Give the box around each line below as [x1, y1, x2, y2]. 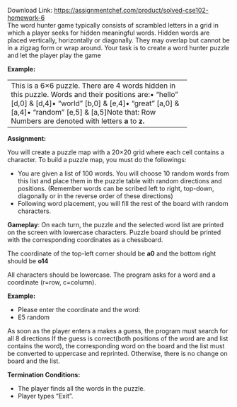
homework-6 [7, 13, 45, 22]
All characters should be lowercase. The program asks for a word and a [7, 270, 216, 279]
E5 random [17, 313, 50, 321]
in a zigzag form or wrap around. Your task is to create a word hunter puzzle [7, 44, 230, 52]
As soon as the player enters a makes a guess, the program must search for [7, 327, 229, 335]
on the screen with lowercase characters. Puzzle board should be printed [7, 228, 221, 236]
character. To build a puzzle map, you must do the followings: [7, 156, 187, 164]
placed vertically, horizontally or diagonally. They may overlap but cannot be [7, 36, 230, 45]
